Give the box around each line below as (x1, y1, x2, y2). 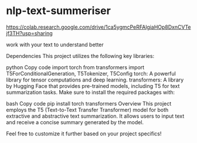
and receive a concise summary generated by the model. (6, 118, 144, 125)
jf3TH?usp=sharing (6, 29, 53, 36)
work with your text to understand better (6, 41, 104, 48)
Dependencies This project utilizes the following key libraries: (6, 52, 154, 59)
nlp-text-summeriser (6, 4, 111, 18)
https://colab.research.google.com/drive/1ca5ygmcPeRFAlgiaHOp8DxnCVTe (6, 23, 191, 30)
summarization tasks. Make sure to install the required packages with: (6, 88, 175, 96)
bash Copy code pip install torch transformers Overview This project (6, 100, 172, 107)
